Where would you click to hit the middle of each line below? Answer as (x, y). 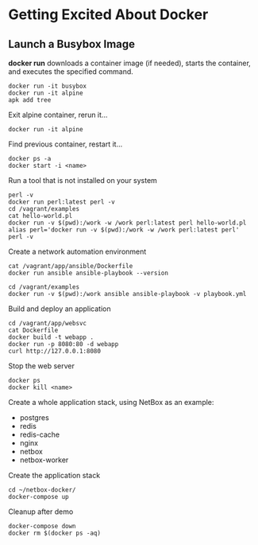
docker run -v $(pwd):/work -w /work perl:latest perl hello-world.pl (127, 223)
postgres (34, 418)
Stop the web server (42, 366)
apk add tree (30, 100)
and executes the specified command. (71, 72)
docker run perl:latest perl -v (62, 202)
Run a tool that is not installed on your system (83, 180)
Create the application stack (54, 475)
